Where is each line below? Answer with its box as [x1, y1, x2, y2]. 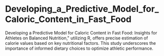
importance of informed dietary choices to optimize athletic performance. [5, 45, 153, 51]
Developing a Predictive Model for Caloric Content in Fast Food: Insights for [5, 30, 158, 36]
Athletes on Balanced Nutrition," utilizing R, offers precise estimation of [5, 35, 148, 41]
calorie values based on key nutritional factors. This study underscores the [5, 40, 156, 46]
